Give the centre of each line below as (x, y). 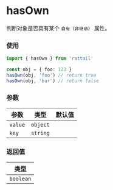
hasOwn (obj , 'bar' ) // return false (53, 81)
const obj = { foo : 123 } (39, 70)
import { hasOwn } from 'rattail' (50, 58)
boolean (20, 179)
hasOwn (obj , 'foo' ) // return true (51, 75)
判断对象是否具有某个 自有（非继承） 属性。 (58, 28)
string (40, 133)
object (40, 125)
